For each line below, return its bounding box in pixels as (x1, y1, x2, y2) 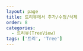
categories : (6, 25, 36, 31)
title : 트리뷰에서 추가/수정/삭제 (6, 14, 78, 20)
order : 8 (6, 19, 28, 25)
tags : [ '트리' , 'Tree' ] (6, 36, 62, 42)
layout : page (6, 8, 39, 15)
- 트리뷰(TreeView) (11, 30, 56, 36)
